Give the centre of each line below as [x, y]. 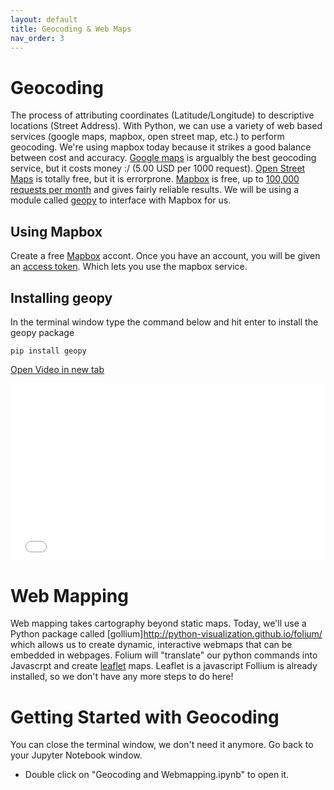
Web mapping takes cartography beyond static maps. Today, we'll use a [158, 623]
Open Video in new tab [57, 369]
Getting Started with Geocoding [145, 717]
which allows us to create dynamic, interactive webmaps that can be [151, 645]
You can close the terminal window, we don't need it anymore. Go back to [162, 745]
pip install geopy [48, 351]
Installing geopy [61, 297]
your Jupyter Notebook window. [76, 755]
